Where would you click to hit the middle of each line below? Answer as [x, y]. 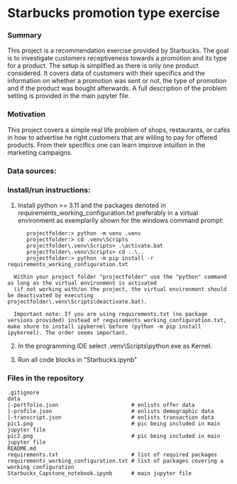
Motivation [27, 114]
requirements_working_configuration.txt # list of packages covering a [115, 461]
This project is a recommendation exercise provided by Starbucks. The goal [118, 50]
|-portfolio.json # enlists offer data [101, 405]
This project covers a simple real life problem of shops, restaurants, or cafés [119, 130]
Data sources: [32, 170]
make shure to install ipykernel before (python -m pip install [104, 326]
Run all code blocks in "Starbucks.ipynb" [77, 359]
